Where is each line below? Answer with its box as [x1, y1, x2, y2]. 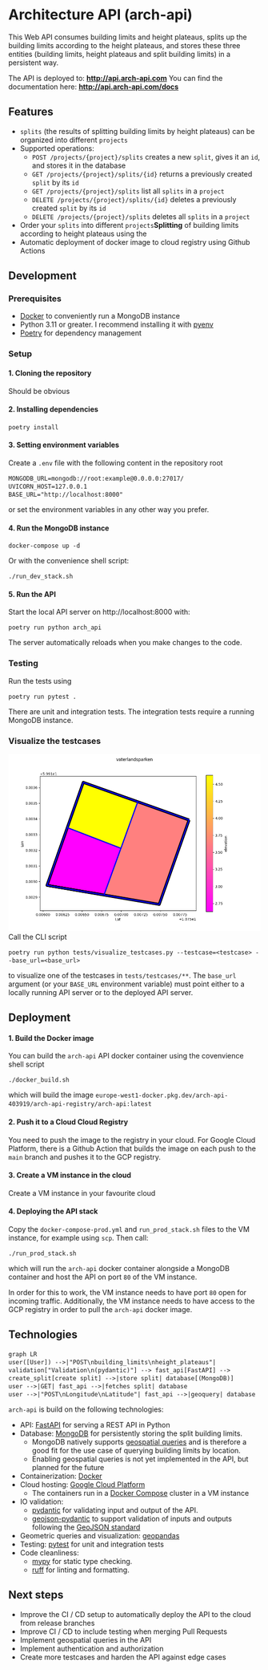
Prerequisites [8, 293, 62, 304]
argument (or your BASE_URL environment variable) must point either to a [8, 979, 245, 989]
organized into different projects [19, 135, 128, 144]
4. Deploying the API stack [8, 1206, 98, 1217]
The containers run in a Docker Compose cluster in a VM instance [31, 1488, 250, 1497]
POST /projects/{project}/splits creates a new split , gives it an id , [31, 152, 261, 161]
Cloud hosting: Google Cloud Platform [19, 1479, 146, 1489]
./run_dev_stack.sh [8, 572, 74, 581]
